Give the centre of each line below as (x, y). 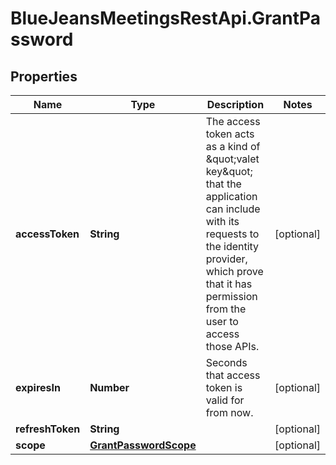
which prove (234, 271)
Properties (44, 76)
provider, (226, 259)
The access (233, 121)
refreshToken (48, 429)
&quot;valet (232, 159)
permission (231, 296)
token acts (230, 134)
